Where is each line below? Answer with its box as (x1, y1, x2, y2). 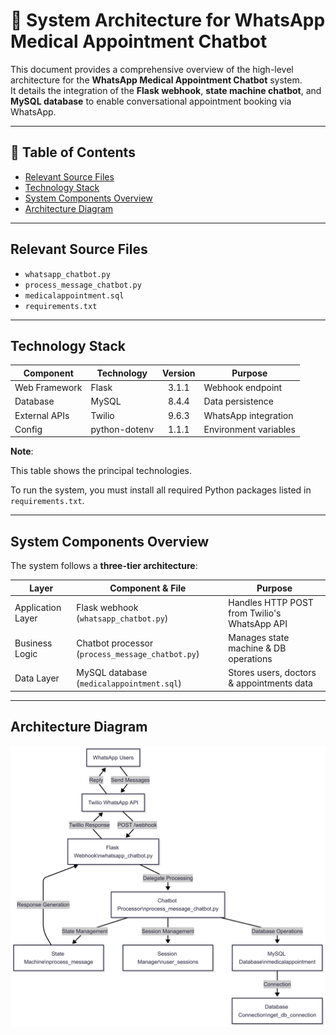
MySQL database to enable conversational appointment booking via (10, 95, 292, 107)
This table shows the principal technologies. (10, 465, 192, 477)
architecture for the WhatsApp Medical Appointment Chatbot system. (10, 74, 303, 86)
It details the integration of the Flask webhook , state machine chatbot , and (10, 84, 322, 96)
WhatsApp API (228, 617, 288, 629)
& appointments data (228, 677, 313, 689)
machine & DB (228, 642, 287, 654)
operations (228, 653, 273, 665)
